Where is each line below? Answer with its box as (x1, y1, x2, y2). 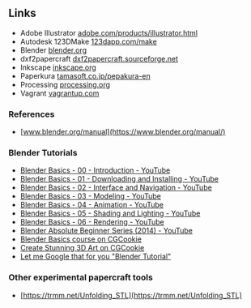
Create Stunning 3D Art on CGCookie (19, 243, 145, 253)
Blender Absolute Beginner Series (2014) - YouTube (19, 226, 193, 236)
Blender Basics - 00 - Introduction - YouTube (19, 165, 171, 175)
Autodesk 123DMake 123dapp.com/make (19, 36, 158, 46)
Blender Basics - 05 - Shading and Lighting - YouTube (19, 208, 201, 218)
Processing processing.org (19, 79, 111, 89)
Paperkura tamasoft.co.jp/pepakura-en (19, 71, 151, 80)
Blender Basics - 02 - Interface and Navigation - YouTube (19, 182, 212, 193)
